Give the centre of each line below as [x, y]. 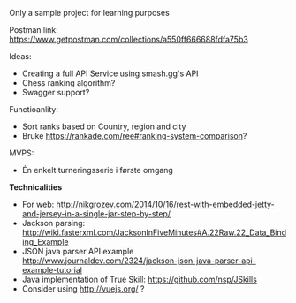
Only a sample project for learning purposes [89, 13]
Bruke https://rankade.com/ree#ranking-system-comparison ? [134, 136]
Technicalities [36, 187]
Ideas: [20, 56]
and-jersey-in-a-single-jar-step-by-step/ [96, 214]
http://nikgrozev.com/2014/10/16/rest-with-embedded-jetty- [166, 204]
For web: [38, 204]
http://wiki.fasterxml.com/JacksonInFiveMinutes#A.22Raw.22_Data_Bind [154, 232]
